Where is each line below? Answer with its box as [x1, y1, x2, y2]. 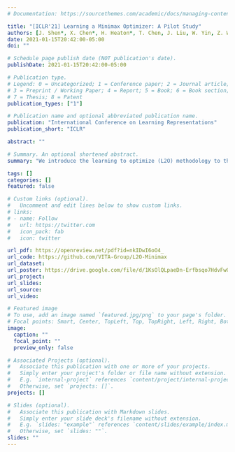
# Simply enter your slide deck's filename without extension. [7, 415, 201, 422]
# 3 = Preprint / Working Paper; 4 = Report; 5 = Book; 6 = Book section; [7, 87, 230, 94]
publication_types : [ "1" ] [7, 100, 83, 107]
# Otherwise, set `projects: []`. [7, 383, 114, 390]
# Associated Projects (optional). [7, 357, 111, 364]
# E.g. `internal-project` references [7, 377, 127, 384]
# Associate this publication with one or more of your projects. [7, 363, 211, 370]
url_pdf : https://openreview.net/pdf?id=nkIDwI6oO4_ [7, 247, 164, 254]
